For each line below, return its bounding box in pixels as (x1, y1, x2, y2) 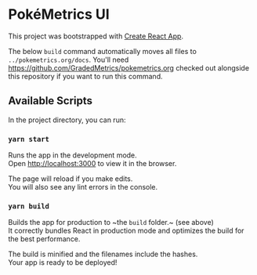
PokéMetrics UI (8, 5, 110, 24)
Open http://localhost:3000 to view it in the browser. (8, 159, 177, 168)
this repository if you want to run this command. (8, 71, 163, 81)
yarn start (8, 135, 49, 143)
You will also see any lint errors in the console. (8, 183, 158, 192)
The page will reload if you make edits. (8, 174, 133, 183)
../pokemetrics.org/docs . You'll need (8, 55, 129, 64)
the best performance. (8, 234, 81, 244)
